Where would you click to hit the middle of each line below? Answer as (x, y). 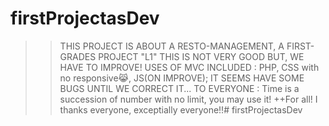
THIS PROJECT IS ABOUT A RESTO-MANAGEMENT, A (172, 46)
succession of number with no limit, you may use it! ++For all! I (188, 99)
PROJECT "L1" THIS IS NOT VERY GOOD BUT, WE (201, 56)
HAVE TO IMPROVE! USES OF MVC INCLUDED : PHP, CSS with (189, 67)
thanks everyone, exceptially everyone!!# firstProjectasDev (181, 109)
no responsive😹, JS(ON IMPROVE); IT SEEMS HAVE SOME (182, 78)
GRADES (78, 56)
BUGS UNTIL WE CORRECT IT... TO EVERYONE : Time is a (179, 88)
